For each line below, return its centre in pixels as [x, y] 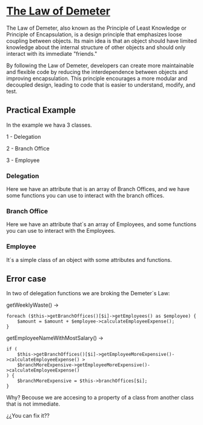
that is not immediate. [33, 404]
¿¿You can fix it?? [28, 416]
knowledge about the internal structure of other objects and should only [96, 47]
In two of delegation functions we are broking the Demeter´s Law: [88, 293]
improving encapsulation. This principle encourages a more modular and [97, 78]
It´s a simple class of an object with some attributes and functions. [89, 259]
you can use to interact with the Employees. [61, 231]
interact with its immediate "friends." [52, 53]
